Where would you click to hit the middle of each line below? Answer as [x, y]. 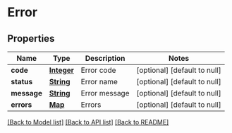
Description [105, 58]
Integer [61, 70]
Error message [105, 93]
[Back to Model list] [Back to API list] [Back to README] [88, 122]
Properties [31, 39]
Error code [98, 70]
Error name [99, 82]
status [22, 82]
